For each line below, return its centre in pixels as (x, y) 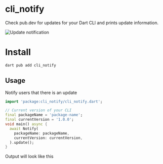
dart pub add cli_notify (31, 65)
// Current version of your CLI (38, 110)
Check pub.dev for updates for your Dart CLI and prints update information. (82, 23)
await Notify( (24, 129)
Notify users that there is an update (41, 93)
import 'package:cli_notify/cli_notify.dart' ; (54, 101)
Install (18, 52)
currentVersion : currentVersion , (48, 138)
